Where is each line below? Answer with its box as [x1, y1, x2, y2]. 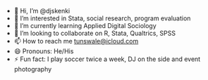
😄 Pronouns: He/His [13, 47, 74, 55]
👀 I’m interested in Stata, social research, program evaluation [13, 14, 191, 22]
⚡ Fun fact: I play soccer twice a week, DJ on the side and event [13, 55, 201, 63]
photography [13, 65, 52, 73]
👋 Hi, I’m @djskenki [13, 7, 71, 15]
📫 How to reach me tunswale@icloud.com [13, 37, 139, 45]
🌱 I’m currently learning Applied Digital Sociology [13, 22, 157, 29]
